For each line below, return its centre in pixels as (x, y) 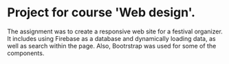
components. (26, 53)
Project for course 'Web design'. (101, 13)
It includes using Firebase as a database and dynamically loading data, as (111, 38)
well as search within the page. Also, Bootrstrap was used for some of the (112, 46)
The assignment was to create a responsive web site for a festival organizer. (115, 31)
